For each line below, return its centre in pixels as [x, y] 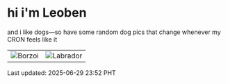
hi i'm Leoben [47, 13]
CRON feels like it [32, 39]
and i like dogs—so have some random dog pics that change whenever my [114, 32]
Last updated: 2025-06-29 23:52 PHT [62, 73]
